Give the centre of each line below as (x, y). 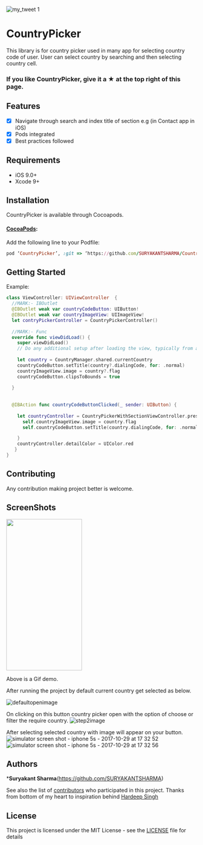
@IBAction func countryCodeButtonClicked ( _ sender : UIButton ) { (94, 405)
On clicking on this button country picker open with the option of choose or (100, 714)
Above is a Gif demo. (32, 679)
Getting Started (36, 272)
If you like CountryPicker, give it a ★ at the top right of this (94, 79)
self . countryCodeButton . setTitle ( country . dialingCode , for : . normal (110, 427)
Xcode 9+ (27, 181)
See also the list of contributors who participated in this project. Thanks (95, 791)
